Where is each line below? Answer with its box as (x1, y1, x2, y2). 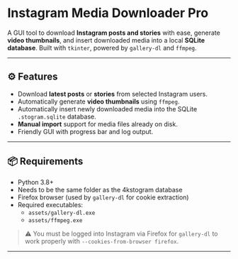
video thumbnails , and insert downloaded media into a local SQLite (7, 35, 205, 44)
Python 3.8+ (17, 177, 55, 186)
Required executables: (17, 200, 84, 209)
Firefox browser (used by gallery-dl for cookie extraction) (17, 193, 189, 202)
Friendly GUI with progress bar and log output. (17, 127, 154, 136)
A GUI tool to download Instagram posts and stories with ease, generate (7, 28, 221, 37)
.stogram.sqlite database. (17, 112, 97, 121)
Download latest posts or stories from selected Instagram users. (17, 89, 208, 98)
